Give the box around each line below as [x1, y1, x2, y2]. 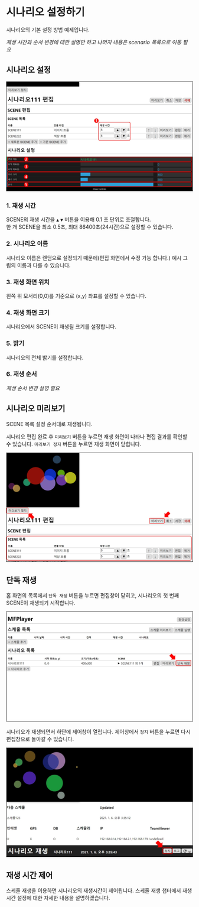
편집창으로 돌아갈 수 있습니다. [6, 735, 74, 742]
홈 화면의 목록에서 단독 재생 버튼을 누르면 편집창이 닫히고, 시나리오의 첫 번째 [6, 592, 179, 599]
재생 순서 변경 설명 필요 [6, 385, 60, 392]
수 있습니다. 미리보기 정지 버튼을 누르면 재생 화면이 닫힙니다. [6, 440, 142, 447]
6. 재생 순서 [6, 370, 37, 378]
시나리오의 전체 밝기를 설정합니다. [6, 354, 84, 361]
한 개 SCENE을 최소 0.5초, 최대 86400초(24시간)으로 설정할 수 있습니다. [6, 223, 174, 230]
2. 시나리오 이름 [6, 240, 48, 248]
